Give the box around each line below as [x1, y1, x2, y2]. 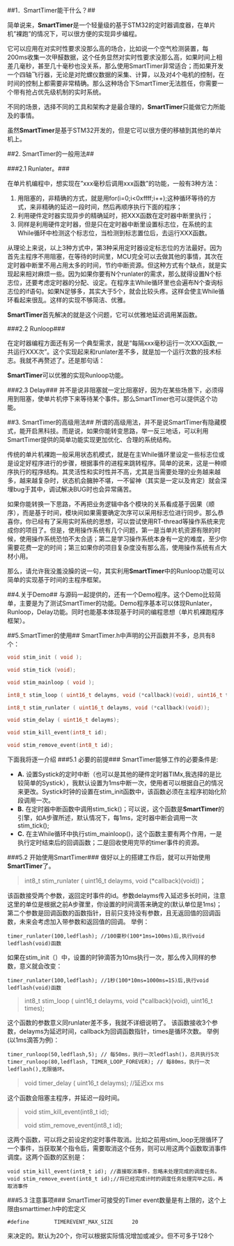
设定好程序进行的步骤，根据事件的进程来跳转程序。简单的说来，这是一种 [13, 459, 221, 467]
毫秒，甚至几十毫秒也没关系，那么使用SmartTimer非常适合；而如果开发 [19, 62, 224, 70]
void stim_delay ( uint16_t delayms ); [7, 716, 120, 724]
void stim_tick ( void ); [7, 666, 77, 673]
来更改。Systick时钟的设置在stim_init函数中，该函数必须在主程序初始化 [17, 787, 221, 796]
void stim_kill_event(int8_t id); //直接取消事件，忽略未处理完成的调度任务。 [7, 1168, 221, 1175]
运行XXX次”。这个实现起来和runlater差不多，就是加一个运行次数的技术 [13, 347, 216, 356]
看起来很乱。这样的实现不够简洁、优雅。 [13, 296, 130, 304]
